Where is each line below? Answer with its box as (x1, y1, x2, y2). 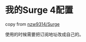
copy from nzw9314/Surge (5, 21, 60, 27)
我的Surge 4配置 (5, 4, 74, 16)
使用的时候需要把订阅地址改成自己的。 (5, 31, 84, 37)
